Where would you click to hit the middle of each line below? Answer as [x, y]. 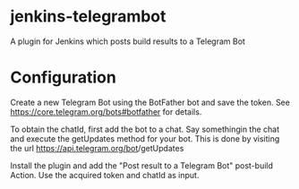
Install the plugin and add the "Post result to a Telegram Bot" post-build [142, 165]
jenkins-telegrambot [88, 17]
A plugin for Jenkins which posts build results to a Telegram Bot [128, 41]
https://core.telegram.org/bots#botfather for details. [106, 112]
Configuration [64, 77]
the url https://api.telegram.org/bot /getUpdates [97, 148]
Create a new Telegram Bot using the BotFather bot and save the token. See [150, 102]
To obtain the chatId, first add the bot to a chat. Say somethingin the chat [145, 129]
